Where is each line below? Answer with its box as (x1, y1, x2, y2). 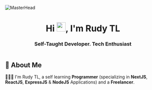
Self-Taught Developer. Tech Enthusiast (34, 41, 132, 47)
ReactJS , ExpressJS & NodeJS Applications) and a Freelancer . (5, 79, 135, 85)
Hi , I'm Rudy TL (45, 23, 120, 34)
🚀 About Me (5, 61, 42, 69)
